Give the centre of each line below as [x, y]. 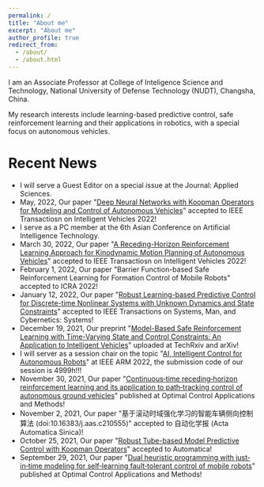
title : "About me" [38, 23]
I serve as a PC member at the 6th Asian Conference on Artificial [125, 227]
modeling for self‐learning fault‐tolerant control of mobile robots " [149, 466]
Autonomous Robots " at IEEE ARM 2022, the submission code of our [131, 362]
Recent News [53, 164]
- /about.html [38, 60]
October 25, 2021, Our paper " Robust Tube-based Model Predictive [129, 440]
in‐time [31, 466]
